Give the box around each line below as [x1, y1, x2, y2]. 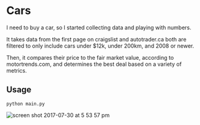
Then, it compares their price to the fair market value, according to [6, 54, 174, 61]
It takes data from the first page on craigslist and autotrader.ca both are [6, 35, 187, 43]
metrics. [6, 66, 28, 74]
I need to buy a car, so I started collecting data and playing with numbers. [6, 24, 191, 31]
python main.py [6, 101, 45, 107]
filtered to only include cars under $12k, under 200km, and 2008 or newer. [6, 42, 194, 49]
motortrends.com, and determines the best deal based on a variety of [6, 60, 182, 68]
